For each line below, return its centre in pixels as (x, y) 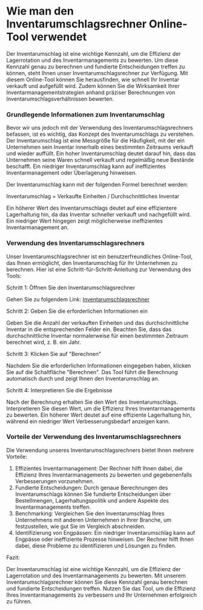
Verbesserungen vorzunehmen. (55, 481)
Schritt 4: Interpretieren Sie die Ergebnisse (59, 390)
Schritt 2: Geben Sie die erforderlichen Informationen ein (77, 311)
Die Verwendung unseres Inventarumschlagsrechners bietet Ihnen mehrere (100, 450)
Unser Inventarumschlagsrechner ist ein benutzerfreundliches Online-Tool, (99, 256)
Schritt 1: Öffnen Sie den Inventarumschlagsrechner (71, 287)
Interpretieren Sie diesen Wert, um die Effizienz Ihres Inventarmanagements (101, 408)
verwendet (59, 37)
